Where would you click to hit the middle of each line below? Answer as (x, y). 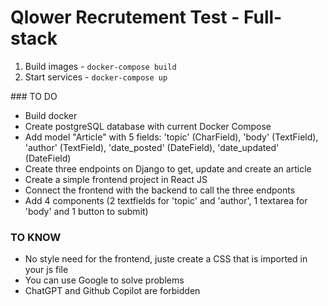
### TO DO (34, 96)
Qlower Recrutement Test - (125, 17)
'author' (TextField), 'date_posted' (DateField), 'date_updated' (152, 147)
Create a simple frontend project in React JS (116, 179)
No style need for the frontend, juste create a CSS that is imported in (166, 259)
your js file (46, 270)
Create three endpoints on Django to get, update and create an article (168, 168)
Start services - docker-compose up (96, 77)
